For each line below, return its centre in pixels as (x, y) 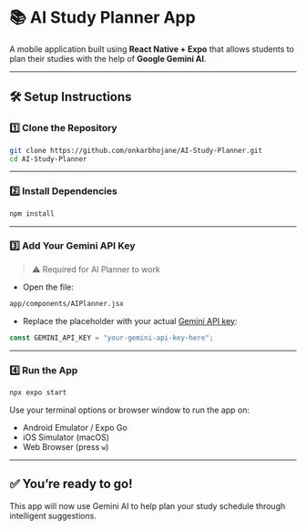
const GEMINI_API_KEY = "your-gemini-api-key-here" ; (112, 338)
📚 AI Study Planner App (102, 18)
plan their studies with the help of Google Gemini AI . (108, 58)
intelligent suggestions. (53, 515)
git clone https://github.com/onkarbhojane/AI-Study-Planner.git (136, 150)
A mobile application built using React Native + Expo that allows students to (152, 49)
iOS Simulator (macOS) (66, 437)
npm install (32, 214)
